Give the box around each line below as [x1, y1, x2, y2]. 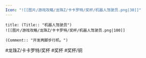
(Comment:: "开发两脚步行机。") [5, 38, 68, 43]
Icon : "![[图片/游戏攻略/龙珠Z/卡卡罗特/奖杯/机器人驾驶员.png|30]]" [5, 7, 141, 13]
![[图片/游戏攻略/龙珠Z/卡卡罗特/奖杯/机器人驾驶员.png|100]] [5, 27, 126, 33]
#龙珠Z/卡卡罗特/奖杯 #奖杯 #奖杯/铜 [5, 47, 83, 53]
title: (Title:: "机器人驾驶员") [5, 22, 72, 27]
